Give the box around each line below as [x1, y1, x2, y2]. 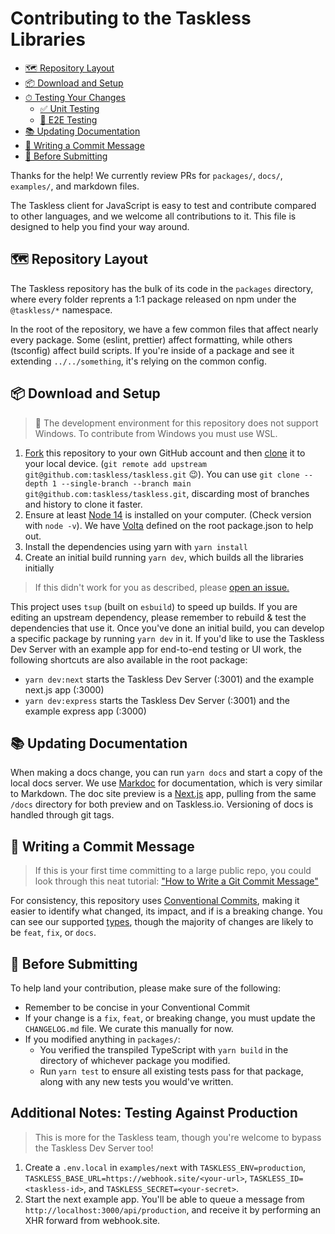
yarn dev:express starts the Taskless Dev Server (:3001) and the [24, 694, 290, 706]
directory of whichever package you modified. [39, 1055, 231, 1066]
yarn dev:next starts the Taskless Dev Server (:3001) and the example [24, 673, 315, 685]
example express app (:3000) [24, 705, 147, 717]
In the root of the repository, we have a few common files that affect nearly [10, 323, 319, 335]
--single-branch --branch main [61, 478, 192, 489]
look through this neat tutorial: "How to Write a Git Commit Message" [34, 875, 319, 887]
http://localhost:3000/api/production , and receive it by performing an [24, 1203, 322, 1216]
